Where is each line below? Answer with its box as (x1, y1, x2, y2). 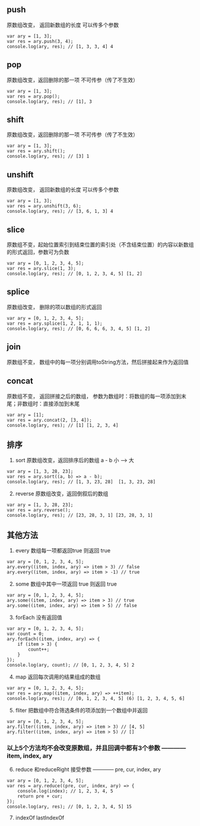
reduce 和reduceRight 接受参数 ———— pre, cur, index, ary (15, 766, 161, 773)
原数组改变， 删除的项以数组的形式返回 (7, 303, 102, 310)
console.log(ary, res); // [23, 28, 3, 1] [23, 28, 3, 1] (7, 513, 153, 519)
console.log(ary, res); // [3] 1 (7, 153, 90, 159)
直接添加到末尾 (43, 400, 80, 407)
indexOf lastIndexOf (15, 814, 65, 821)
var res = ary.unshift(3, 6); (7, 203, 82, 209)
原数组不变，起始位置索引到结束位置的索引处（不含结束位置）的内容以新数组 (7, 241, 194, 249)
